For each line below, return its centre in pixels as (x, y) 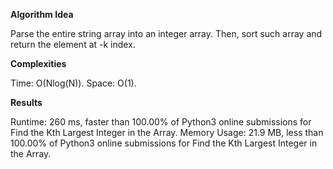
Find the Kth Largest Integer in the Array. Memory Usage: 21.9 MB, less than (167, 132)
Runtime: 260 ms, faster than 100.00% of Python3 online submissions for (161, 122)
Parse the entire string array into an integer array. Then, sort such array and (166, 33)
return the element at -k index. (73, 44)
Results (26, 102)
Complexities (38, 63)
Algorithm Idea (42, 14)
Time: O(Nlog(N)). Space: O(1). (73, 83)
